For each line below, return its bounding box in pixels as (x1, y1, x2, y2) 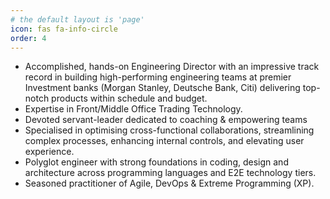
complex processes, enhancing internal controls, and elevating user (24, 135, 305, 147)
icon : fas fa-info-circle (10, 24, 118, 34)
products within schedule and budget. (51, 92, 208, 105)
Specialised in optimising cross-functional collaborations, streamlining (24, 124, 315, 136)
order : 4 (10, 33, 47, 43)
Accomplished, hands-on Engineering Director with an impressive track (24, 61, 320, 73)
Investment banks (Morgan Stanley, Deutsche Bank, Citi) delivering (24, 82, 301, 94)
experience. (24, 146, 75, 158)
